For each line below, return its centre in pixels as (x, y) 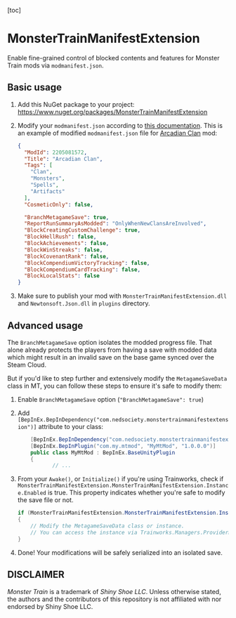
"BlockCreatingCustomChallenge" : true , (83, 230)
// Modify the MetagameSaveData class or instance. (107, 526)
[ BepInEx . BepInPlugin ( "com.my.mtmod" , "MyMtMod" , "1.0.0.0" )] (123, 446)
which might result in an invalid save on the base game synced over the (111, 357)
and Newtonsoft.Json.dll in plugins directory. (84, 303)
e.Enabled (32, 493)
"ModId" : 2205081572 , (56, 152)
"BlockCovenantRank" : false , (67, 256)
